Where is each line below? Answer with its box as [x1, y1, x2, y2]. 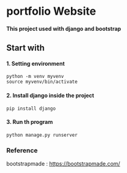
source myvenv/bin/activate [6, 79, 78, 85]
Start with [6, 43, 45, 53]
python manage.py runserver [6, 132, 78, 138]
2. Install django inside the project [6, 91, 95, 99]
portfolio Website [6, 4, 96, 18]
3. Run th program [6, 118, 53, 126]
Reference [6, 146, 38, 155]
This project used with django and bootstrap [6, 25, 122, 32]
